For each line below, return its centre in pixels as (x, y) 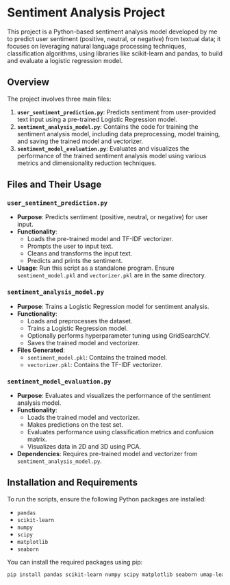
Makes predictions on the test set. (75, 425)
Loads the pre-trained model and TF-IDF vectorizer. (100, 239)
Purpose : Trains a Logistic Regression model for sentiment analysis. (113, 306)
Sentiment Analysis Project (86, 13)
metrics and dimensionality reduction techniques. (87, 163)
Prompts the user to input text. (70, 246)
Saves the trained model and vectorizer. (84, 343)
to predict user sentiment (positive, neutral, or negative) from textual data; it (114, 38)
